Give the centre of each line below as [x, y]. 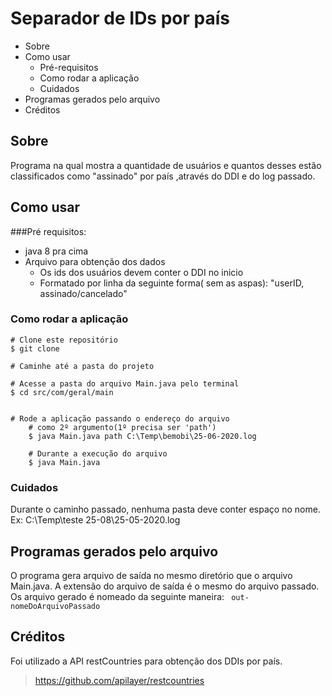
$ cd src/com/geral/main [62, 392]
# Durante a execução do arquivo [98, 453]
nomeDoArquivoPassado [55, 606]
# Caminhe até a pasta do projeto [82, 366]
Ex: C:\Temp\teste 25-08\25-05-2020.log [95, 520]
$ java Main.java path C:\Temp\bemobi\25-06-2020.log [142, 436]
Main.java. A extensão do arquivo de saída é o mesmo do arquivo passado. [165, 586]
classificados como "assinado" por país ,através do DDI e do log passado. [163, 176]
